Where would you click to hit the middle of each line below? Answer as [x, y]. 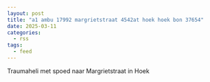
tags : [15, 45]
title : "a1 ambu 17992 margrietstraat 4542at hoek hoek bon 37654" [106, 20]
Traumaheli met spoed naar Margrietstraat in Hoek [78, 71]
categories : [24, 32]
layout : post [26, 13]
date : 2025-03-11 [32, 26]
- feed [23, 52]
